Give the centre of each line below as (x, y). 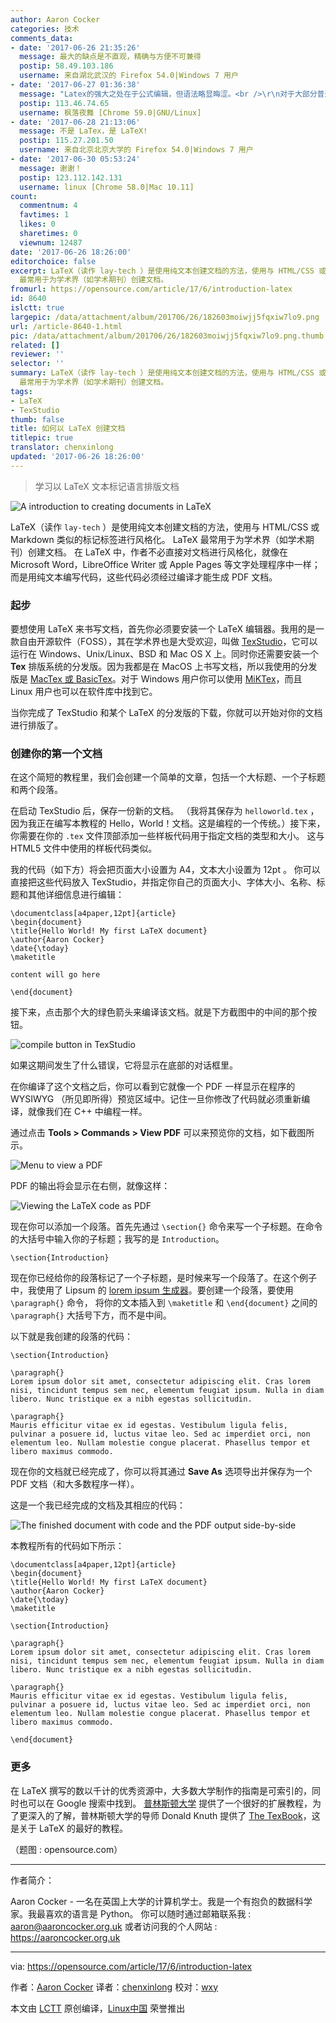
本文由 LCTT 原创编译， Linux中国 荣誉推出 (98, 2008)
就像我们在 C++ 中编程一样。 (87, 1112)
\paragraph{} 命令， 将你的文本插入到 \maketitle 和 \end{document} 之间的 (164, 1303)
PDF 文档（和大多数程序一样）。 (75, 1484)
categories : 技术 (45, 29)
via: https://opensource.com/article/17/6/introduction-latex (131, 1966)
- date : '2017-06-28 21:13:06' (75, 122)
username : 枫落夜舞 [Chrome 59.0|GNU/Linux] (110, 112)
